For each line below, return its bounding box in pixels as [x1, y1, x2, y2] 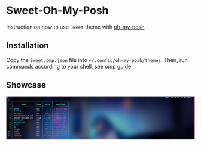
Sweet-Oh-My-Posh [6, 4, 109, 17]
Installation [6, 41, 49, 51]
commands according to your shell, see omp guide [6, 63, 132, 70]
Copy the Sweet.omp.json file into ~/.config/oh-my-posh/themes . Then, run [6, 56, 188, 63]
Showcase [6, 80, 47, 90]
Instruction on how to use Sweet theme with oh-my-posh [6, 23, 145, 30]
